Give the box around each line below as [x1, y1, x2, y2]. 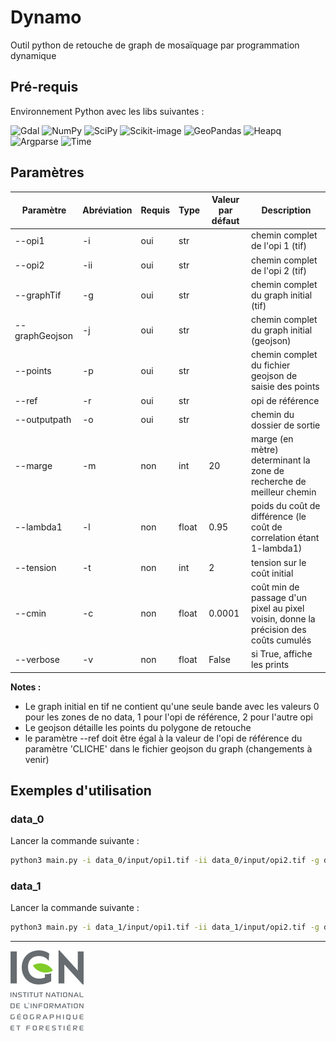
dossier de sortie [251, 419, 321, 431]
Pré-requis [10, 79, 79, 96]
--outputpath [14, 414, 72, 426]
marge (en [251, 433, 294, 445]
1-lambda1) [251, 542, 303, 555]
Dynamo [10, 6, 82, 29]
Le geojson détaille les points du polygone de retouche [24, 721, 252, 733]
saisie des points [251, 381, 320, 393]
